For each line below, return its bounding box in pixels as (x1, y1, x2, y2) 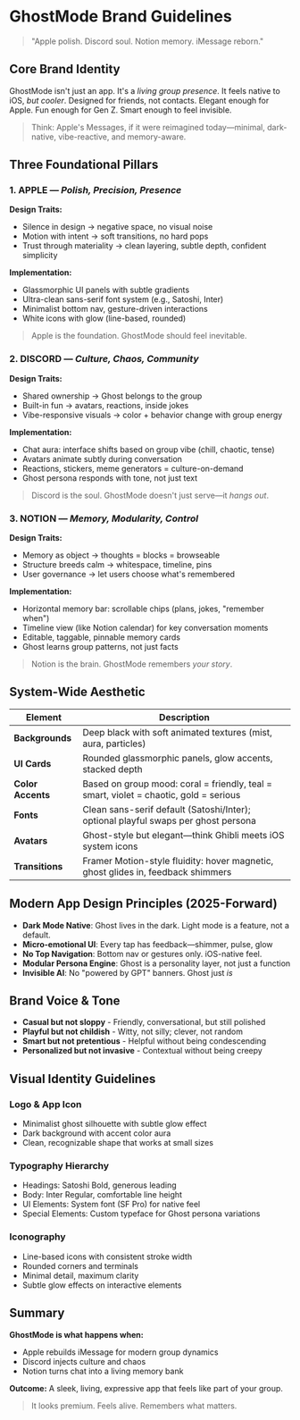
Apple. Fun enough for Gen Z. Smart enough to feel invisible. (9, 105, 232, 115)
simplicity (21, 250, 58, 261)
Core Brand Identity (9, 62, 121, 77)
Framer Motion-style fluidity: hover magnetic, (82, 854, 274, 867)
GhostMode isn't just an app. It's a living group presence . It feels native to (9, 85, 281, 96)
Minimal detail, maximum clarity (21, 1270, 139, 1281)
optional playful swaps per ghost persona (82, 814, 257, 827)
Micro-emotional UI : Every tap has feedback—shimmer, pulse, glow (21, 938, 274, 949)
